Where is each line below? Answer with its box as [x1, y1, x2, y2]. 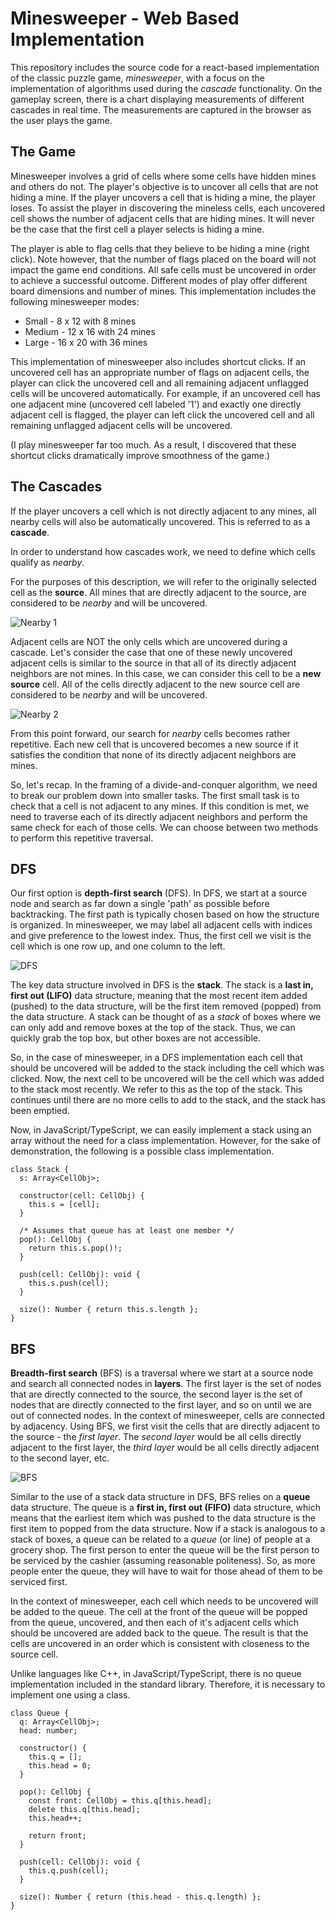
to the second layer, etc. [10, 1452, 110, 1464]
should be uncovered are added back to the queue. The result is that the [10, 1627, 309, 1639]
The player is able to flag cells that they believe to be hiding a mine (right [10, 242, 310, 254]
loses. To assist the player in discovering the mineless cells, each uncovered [10, 202, 326, 214]
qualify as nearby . [10, 556, 85, 568]
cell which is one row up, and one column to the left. [10, 940, 226, 952]
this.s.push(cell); [28, 1278, 110, 1289]
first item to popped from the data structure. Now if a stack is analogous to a [10, 1523, 326, 1535]
